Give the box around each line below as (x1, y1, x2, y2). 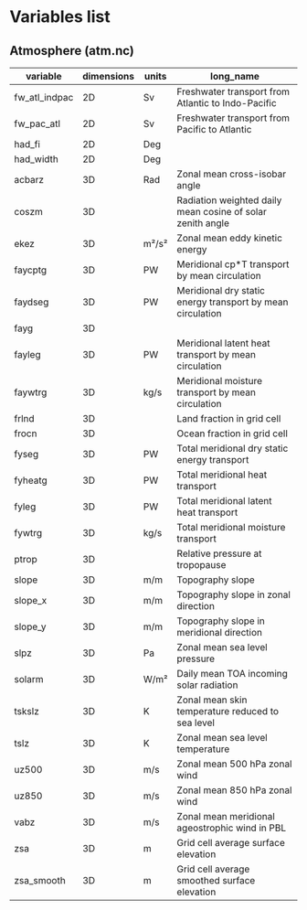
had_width (14, 153, 59, 166)
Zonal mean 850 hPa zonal (176, 784, 292, 797)
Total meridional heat (176, 468, 268, 481)
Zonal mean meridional (176, 810, 276, 822)
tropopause (176, 559, 227, 571)
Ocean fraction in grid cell (176, 427, 288, 440)
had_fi (14, 138, 41, 150)
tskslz (14, 705, 39, 717)
